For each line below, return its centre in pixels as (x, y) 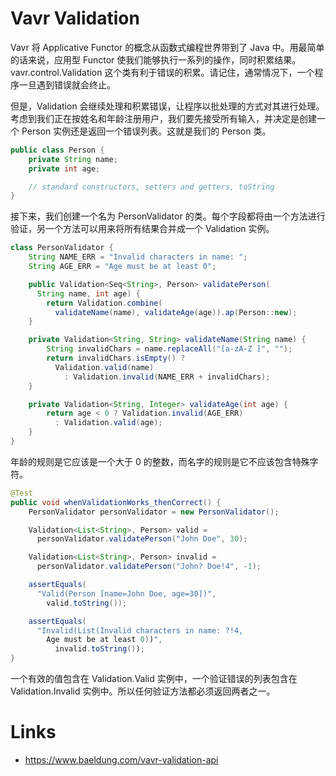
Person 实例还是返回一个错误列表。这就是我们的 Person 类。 (146, 131)
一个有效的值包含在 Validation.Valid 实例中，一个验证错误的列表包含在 (154, 679)
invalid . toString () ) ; (99, 649)
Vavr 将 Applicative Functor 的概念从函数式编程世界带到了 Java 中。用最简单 (167, 47)
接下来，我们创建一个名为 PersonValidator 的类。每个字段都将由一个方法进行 (168, 216)
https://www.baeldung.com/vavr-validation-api (121, 760)
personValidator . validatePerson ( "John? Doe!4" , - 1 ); (149, 567)
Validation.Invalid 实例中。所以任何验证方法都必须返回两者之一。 (143, 691)
